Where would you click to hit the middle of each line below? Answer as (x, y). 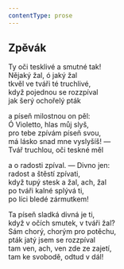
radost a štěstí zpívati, (45, 174)
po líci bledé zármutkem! (48, 199)
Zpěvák (27, 48)
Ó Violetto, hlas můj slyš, (48, 125)
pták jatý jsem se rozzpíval (52, 240)
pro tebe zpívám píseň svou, (55, 133)
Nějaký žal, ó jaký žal (43, 76)
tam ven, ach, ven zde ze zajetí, (60, 248)
